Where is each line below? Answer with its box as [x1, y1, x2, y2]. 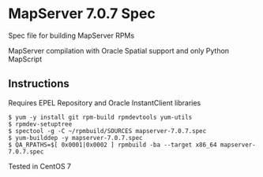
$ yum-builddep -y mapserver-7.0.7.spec [8, 134, 144, 142]
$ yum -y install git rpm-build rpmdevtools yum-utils [8, 113, 193, 121]
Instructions [8, 77, 70, 90]
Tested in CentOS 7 [8, 161, 71, 171]
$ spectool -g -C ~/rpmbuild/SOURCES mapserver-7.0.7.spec [8, 127, 207, 135]
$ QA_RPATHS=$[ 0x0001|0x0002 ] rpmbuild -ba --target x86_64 [8, 141, 217, 149]
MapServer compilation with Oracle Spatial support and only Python [8, 46, 230, 55]
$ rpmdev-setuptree [8, 120, 73, 128]
